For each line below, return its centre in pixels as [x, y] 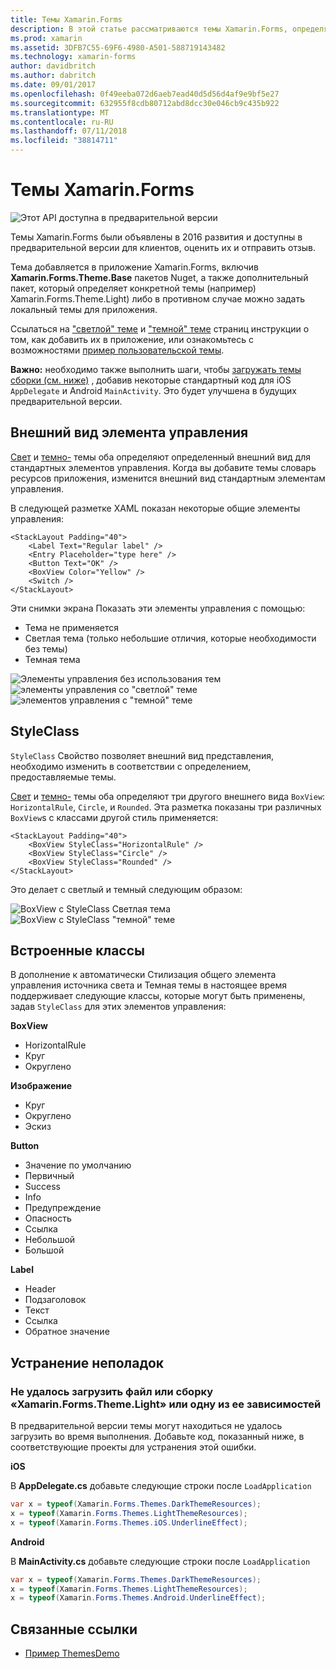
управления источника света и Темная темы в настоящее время [148, 985]
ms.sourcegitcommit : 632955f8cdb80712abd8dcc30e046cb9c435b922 [145, 103]
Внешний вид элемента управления [129, 432]
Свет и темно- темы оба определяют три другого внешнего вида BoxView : [168, 796]
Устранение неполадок [87, 1362]
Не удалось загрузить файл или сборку [111, 1391]
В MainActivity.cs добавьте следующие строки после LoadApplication [160, 1561]
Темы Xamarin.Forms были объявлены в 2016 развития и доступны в [156, 237]
